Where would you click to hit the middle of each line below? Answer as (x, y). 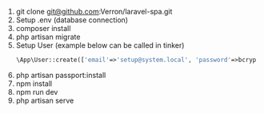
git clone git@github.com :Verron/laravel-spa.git (94, 12)
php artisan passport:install (61, 75)
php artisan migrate (48, 37)
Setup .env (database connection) (72, 20)
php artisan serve (45, 100)
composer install (43, 28)
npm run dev (37, 92)
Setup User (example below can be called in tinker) (100, 45)
